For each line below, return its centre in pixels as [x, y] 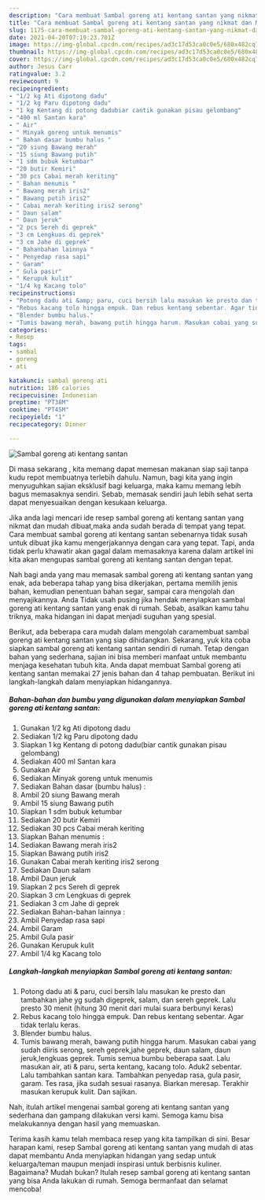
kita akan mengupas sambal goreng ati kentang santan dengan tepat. [121, 559]
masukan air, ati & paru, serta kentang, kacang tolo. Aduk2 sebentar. [131, 1066]
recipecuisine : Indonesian [53, 395]
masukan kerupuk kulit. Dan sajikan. [79, 1091]
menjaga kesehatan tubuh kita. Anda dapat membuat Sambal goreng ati [125, 664]
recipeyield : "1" [37, 418]
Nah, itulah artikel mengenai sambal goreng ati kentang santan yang [119, 1106]
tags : [18, 344]
